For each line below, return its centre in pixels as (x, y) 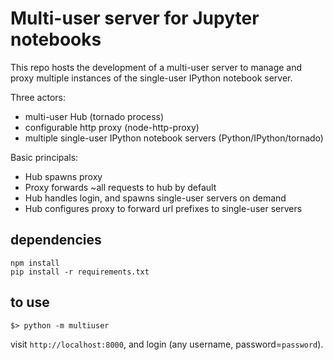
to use (30, 302)
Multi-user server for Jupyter (135, 18)
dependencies (56, 240)
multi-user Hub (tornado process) (94, 116)
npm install (35, 263)
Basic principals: (44, 157)
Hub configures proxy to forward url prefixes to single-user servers (163, 208)
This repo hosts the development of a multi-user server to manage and (156, 67)
